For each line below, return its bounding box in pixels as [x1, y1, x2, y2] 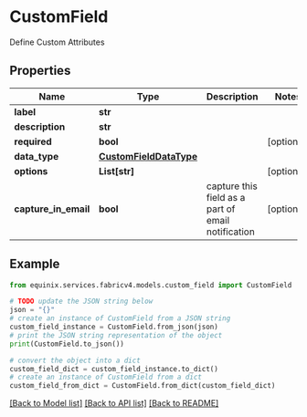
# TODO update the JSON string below [9, 297, 153, 307]
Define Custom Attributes [9, 36, 105, 47]
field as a [206, 191, 246, 203]
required [14, 135, 52, 148]
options [14, 164, 48, 177]
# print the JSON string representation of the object [9, 330, 223, 339]
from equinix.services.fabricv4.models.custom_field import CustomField [9, 280, 292, 289]
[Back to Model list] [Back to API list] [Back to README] [9, 398, 219, 409]
